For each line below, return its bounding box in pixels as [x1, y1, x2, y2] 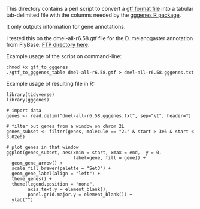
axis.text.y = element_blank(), [28, 186, 109, 192]
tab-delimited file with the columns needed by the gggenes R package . [6, 11, 181, 19]
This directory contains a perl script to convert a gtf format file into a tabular [6, 5, 194, 12]
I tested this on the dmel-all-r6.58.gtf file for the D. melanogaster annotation [6, 35, 193, 41]
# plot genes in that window [6, 144, 79, 150]
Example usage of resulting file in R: [6, 80, 95, 87]
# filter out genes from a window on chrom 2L [6, 123, 125, 129]
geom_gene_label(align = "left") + [11, 171, 101, 177]
